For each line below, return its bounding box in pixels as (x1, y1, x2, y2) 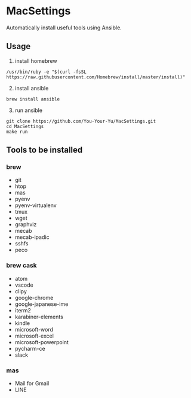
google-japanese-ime (14, 300, 69, 308)
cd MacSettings (6, 123, 44, 129)
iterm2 (14, 306, 32, 314)
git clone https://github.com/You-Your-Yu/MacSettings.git (6, 118, 156, 124)
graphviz (14, 221, 37, 228)
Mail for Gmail (14, 380, 50, 387)
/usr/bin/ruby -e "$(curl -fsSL (6, 69, 87, 75)
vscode (14, 281, 34, 288)
